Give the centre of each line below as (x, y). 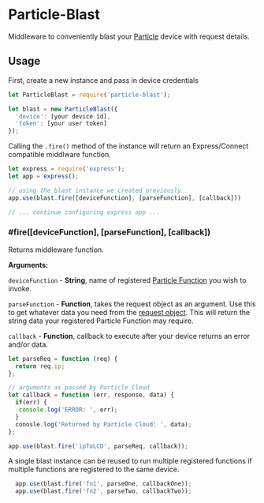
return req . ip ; (40, 366)
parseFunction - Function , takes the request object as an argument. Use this (132, 304)
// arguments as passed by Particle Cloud (79, 388)
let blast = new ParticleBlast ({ (63, 109)
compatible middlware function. (60, 155)
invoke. (20, 288)
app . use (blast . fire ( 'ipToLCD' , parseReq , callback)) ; (99, 446)
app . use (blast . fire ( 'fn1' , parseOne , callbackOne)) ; (104, 484)
